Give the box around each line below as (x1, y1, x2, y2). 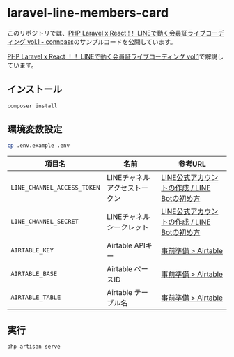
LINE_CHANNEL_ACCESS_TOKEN (10, 183, 100, 192)
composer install (7, 102, 58, 109)
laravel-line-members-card (7, 5, 169, 21)
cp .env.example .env (7, 142, 70, 149)
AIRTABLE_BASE (10, 270, 58, 278)
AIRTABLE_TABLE (10, 294, 61, 301)
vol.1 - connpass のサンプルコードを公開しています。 (26, 37, 176, 46)
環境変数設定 (7, 123, 63, 135)
